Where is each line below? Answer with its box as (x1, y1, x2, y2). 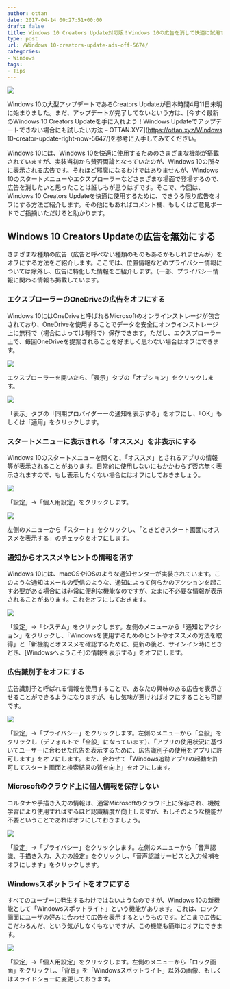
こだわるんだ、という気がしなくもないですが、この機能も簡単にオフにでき (7, 922, 217, 930)
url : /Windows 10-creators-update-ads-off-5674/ (7, 42, 149, 49)
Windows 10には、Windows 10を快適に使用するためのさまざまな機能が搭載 (7, 149, 219, 157)
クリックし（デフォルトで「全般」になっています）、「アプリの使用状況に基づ (7, 737, 223, 746)
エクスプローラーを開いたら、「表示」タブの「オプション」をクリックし (7, 373, 208, 381)
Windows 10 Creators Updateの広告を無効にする (7, 230, 216, 242)
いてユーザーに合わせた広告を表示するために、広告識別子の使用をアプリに (7, 746, 217, 754)
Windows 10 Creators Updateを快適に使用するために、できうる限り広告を (7, 191, 216, 199)
